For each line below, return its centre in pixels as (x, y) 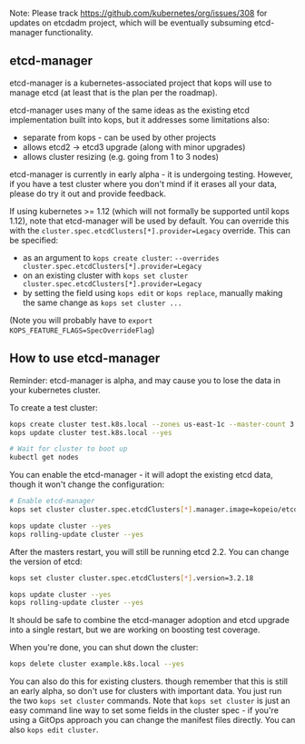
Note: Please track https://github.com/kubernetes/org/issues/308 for (138, 13)
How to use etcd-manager (85, 358)
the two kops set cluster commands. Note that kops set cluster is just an (150, 701)
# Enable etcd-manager (52, 501)
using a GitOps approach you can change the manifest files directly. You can (152, 720)
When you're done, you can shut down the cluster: (104, 648)
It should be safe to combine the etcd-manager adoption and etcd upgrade (150, 620)
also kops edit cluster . (54, 729)
